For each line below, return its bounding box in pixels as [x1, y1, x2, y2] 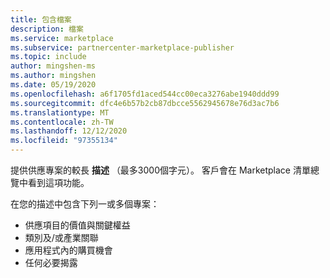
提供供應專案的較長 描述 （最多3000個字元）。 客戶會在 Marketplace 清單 [10, 164, 311, 176]
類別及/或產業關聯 [24, 232, 99, 243]
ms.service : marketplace [10, 33, 114, 43]
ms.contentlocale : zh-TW [10, 117, 114, 127]
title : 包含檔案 [10, 14, 72, 25]
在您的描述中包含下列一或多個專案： [10, 198, 160, 210]
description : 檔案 [10, 24, 84, 34]
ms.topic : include [10, 52, 87, 62]
